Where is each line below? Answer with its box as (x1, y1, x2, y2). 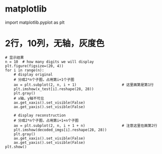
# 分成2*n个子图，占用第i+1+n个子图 (14, 118, 79, 123)
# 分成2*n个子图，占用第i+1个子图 (14, 77, 74, 82)
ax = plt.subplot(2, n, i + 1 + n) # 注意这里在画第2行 (14, 123, 158, 128)
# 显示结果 (5, 55, 24, 60)
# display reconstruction (14, 113, 66, 118)
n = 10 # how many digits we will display (5, 59, 94, 64)
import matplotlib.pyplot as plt (5, 19, 65, 25)
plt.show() (5, 144, 27, 149)
